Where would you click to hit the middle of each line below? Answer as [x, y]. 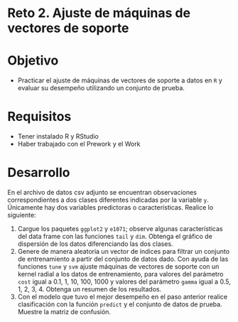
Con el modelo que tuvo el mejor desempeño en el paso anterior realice [123, 297]
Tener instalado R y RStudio [58, 136]
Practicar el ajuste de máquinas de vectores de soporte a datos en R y [120, 80]
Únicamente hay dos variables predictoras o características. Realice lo [110, 207]
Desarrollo [39, 173]
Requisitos [39, 117]
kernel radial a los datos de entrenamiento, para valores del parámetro [120, 274]
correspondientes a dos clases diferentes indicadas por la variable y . [108, 200]
